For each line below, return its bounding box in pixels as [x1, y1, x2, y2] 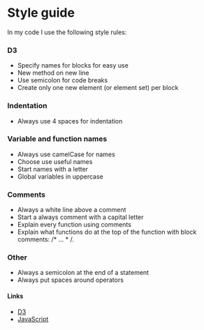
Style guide [7, 5, 75, 21]
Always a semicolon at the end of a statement [17, 269, 149, 277]
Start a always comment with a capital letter [17, 213, 144, 221]
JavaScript [17, 315, 49, 323]
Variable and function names [7, 134, 108, 144]
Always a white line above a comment [17, 206, 126, 214]
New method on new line [17, 68, 89, 77]
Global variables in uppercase [17, 172, 103, 181]
